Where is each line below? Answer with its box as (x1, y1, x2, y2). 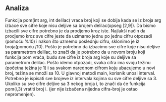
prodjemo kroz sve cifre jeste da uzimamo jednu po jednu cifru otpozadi (5, 33, 152, 39)
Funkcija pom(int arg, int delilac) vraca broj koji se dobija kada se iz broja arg (5, 17, 162, 23)
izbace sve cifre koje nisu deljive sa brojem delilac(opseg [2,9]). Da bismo (5, 22, 156, 28)
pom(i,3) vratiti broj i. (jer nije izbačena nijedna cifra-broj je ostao (5, 86, 138, 92)
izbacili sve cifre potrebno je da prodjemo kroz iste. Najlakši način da (5, 27, 146, 34)
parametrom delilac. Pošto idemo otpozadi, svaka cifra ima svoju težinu (5, 59, 151, 65)
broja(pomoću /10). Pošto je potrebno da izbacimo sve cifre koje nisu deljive (5, 43, 160, 49)
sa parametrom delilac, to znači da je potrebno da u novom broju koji (5, 49, 145, 55)
